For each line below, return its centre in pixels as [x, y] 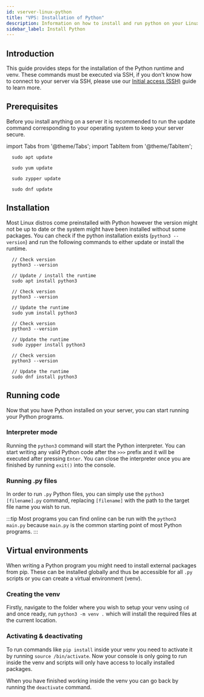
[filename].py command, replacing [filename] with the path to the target [98, 500]
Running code [33, 395]
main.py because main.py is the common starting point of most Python [94, 525]
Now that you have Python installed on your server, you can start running [98, 410]
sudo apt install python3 [45, 281]
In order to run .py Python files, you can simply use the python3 [85, 494]
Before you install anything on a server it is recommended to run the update [101, 121]
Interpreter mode [32, 432]
